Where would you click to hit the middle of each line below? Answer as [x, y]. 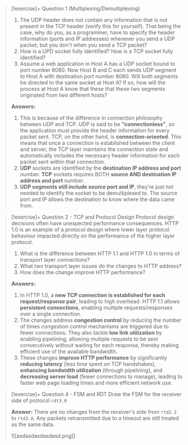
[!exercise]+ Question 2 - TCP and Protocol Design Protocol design [93, 217]
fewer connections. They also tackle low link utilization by [91, 333]
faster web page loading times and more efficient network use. [96, 383]
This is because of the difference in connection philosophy [91, 118]
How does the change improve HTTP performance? [83, 272]
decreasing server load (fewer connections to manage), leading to [101, 376]
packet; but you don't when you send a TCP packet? [83, 45]
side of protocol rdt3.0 [39, 400]
